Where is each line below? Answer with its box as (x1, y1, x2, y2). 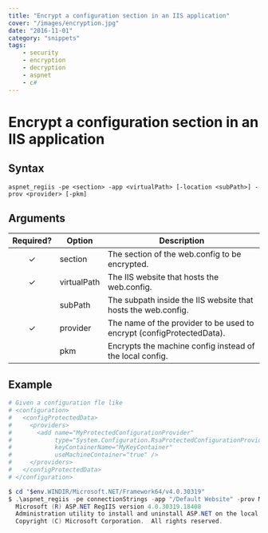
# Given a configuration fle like (8, 399, 124, 408)
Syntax (8, 161, 45, 176)
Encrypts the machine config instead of (107, 340, 255, 352)
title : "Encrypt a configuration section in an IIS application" (8, 11, 230, 20)
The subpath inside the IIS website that (107, 295, 254, 306)
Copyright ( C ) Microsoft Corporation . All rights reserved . (15, 517, 223, 526)
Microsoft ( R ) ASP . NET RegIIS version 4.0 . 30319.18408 (15, 503, 202, 511)
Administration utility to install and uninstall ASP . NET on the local (15, 510, 259, 518)
